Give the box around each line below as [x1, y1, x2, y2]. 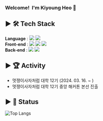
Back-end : [5, 47, 28, 53]
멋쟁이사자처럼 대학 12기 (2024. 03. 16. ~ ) [12, 77, 94, 83]
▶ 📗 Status [5, 97, 39, 106]
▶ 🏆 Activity [5, 62, 46, 70]
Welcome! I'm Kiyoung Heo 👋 [5, 4, 76, 11]
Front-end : [5, 41, 28, 47]
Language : [5, 36, 28, 41]
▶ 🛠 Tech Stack [5, 20, 55, 28]
